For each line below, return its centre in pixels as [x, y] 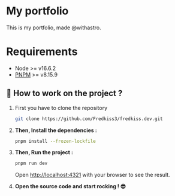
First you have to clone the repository [61, 108]
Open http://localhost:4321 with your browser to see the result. [92, 175]
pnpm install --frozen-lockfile [55, 141]
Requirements [42, 52]
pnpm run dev [31, 163]
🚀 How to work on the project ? [64, 94]
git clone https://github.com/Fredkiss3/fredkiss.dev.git [89, 119]
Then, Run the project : [44, 152]
